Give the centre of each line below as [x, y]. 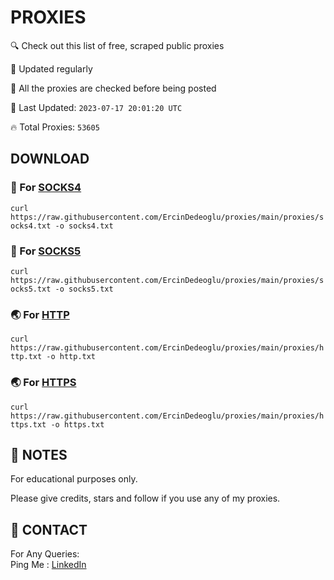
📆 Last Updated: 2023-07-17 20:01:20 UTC [96, 107]
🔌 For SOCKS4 [46, 188]
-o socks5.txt [84, 289]
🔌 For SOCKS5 [46, 251]
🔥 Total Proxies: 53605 [55, 127]
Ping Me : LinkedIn [48, 565]
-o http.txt [71, 357]
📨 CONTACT [49, 529]
